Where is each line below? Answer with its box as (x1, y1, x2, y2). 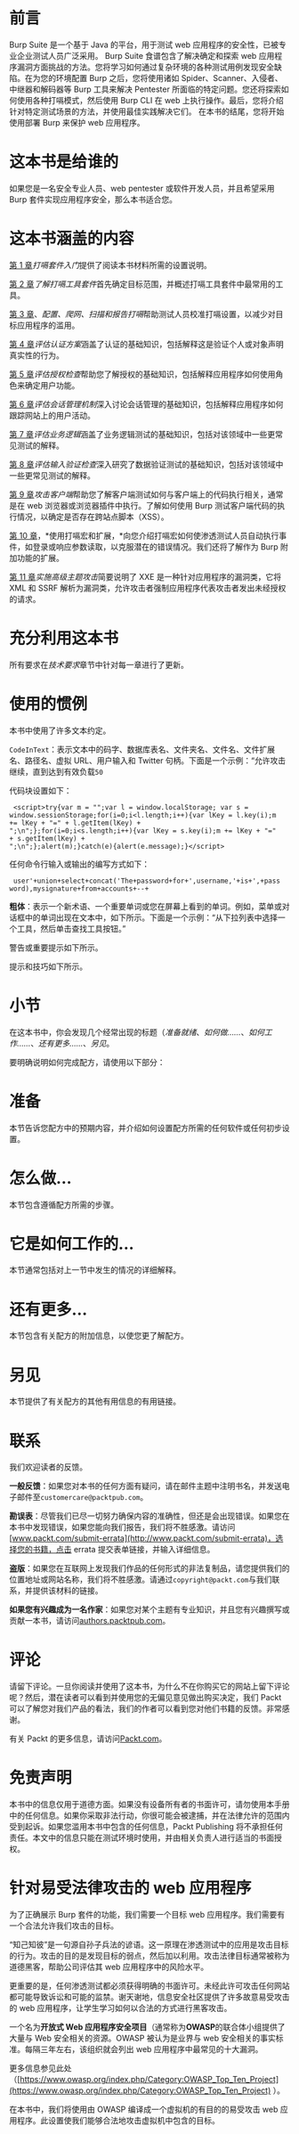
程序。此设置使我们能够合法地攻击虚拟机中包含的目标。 (16, 2115, 220, 2126)
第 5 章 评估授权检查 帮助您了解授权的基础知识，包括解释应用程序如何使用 (9, 369, 276, 379)
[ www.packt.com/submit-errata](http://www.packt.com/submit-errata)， (9, 1533, 276, 1543)
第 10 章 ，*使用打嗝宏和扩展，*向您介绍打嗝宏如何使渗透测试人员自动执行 (9, 530, 279, 541)
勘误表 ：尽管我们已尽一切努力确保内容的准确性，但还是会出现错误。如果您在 (9, 1511, 290, 1521)
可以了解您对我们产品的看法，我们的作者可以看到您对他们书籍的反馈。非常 (9, 1703, 282, 1715)
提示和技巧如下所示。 (9, 961, 87, 972)
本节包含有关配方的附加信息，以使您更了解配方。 (9, 1331, 189, 1341)
